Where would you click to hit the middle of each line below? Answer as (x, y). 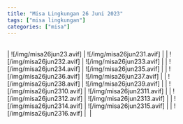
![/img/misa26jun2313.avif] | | (130, 99)
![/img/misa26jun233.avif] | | (126, 62)
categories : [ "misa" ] (39, 26)
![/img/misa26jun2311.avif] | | (130, 91)
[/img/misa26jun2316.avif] (45, 114)
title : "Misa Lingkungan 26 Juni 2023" (65, 14)
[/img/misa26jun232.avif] (44, 62)
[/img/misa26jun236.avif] (44, 77)
